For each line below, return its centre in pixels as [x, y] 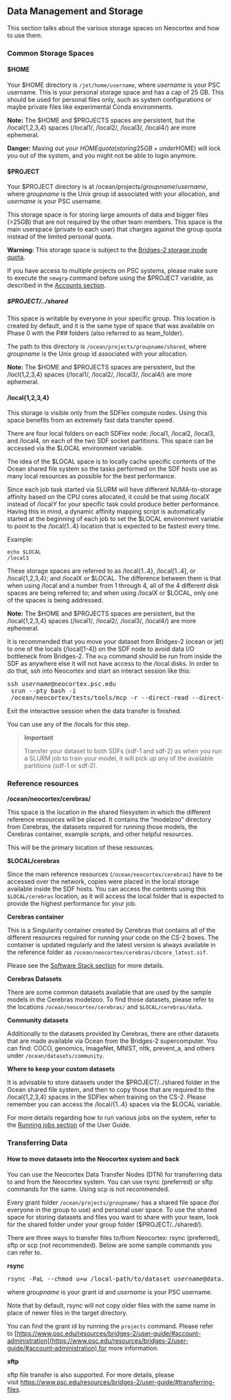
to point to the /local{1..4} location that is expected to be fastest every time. [114, 526]
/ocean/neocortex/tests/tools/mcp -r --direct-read [100, 698]
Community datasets [38, 1020]
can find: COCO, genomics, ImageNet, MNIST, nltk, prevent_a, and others [111, 1048]
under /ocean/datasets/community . [56, 1055]
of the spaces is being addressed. [55, 600]
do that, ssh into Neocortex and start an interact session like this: [99, 671]
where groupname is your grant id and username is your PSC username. [110, 1292]
